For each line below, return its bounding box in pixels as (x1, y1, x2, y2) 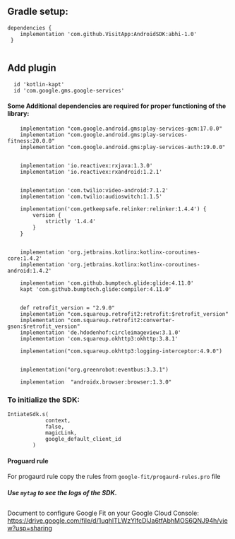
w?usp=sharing (7, 524, 53, 533)
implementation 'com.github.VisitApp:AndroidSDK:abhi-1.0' (20, 30, 198, 37)
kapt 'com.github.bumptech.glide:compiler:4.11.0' (20, 285, 172, 292)
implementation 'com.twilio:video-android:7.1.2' (20, 186, 169, 194)
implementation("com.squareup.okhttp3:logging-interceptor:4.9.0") (20, 348, 222, 355)
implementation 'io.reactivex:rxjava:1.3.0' (20, 162, 153, 169)
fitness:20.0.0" (7, 137, 55, 144)
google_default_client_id (44, 436, 121, 443)
